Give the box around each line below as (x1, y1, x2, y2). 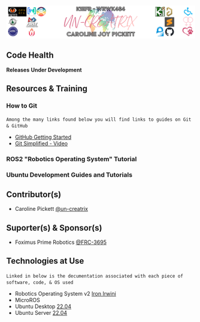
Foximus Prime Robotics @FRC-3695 (14, 238, 107, 246)
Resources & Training (6, 84, 88, 94)
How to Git (6, 102, 38, 110)
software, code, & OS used (6, 279, 74, 285)
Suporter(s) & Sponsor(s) (6, 222, 102, 233)
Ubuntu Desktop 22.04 (14, 303, 72, 310)
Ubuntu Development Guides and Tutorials (6, 171, 133, 179)
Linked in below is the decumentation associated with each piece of (6, 273, 184, 279)
